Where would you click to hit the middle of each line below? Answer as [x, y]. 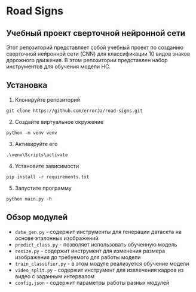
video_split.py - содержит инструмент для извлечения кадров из [99, 270]
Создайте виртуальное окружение [59, 121]
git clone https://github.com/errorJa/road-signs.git [75, 111]
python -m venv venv [32, 133]
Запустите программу [43, 188]
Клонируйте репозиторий [48, 99]
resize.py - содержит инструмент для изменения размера [90, 251]
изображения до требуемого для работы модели [78, 257]
